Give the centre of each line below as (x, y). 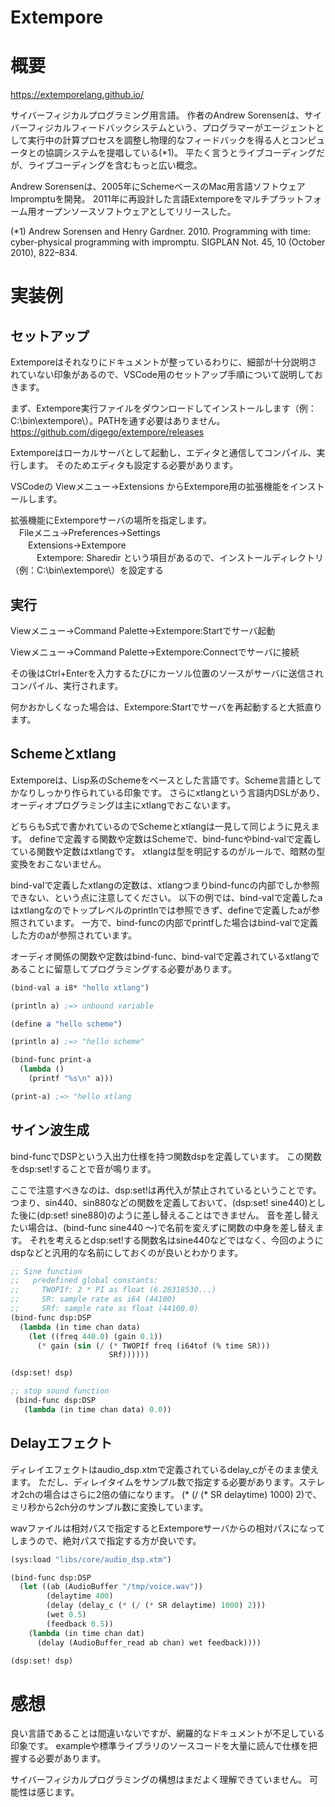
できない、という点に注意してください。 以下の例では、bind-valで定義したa (166, 897)
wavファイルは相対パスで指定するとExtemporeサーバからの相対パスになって (168, 1528)
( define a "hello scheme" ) (66, 1024)
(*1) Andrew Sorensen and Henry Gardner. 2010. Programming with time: (161, 232)
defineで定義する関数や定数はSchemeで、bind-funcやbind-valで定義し (175, 838)
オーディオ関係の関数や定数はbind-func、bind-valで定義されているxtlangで (165, 956)
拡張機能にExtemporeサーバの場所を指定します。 (111, 520)
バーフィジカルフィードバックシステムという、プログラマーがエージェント (163, 128)
